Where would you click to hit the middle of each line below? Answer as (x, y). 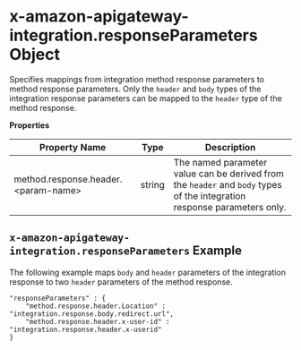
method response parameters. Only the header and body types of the (135, 89)
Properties (30, 125)
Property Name (73, 147)
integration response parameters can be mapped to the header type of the (146, 98)
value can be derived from (229, 174)
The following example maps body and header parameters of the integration (148, 272)
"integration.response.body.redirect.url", (92, 314)
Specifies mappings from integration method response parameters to (137, 79)
